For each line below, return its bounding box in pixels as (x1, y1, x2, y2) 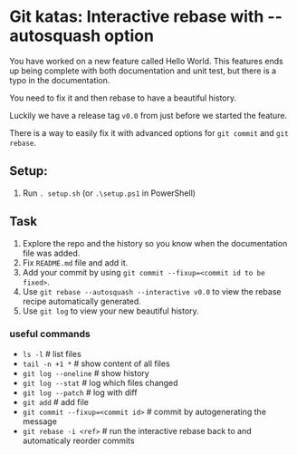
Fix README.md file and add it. (22, 257, 129, 268)
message (22, 415, 57, 427)
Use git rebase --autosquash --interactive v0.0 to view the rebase (22, 286, 282, 296)
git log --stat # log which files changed (22, 377, 178, 388)
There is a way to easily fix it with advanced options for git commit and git (9, 127, 289, 138)
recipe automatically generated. (22, 295, 142, 306)
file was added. (22, 247, 81, 258)
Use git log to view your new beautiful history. (22, 305, 199, 316)
